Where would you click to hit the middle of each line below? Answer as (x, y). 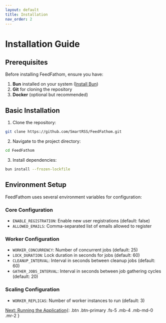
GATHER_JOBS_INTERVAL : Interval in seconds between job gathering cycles (87, 271)
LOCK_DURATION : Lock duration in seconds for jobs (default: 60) (76, 255)
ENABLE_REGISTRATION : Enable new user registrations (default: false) (81, 220)
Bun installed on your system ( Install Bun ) (55, 84)
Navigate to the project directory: (46, 141)
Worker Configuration (32, 239)
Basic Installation (32, 110)
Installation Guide (42, 44)
